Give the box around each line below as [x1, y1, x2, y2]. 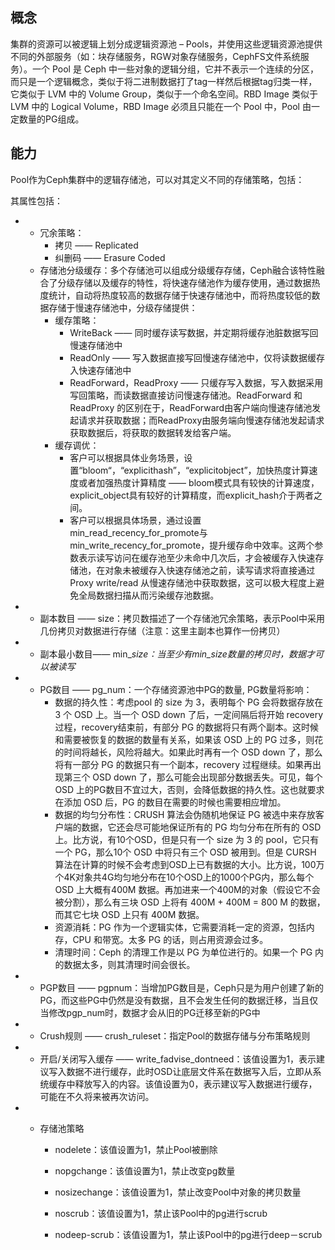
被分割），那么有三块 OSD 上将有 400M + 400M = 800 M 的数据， [54, 896, 326, 908]
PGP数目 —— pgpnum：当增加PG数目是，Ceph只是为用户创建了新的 [39, 981, 324, 993]
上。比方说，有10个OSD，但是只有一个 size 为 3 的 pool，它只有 [54, 833, 320, 845]
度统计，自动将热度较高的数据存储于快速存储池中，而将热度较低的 [39, 289, 312, 301]
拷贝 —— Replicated [54, 239, 139, 251]
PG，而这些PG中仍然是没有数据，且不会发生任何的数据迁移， [39, 994, 293, 1006]
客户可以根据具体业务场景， [69, 451, 185, 463]
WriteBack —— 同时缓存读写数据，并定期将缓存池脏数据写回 [69, 326, 319, 338]
